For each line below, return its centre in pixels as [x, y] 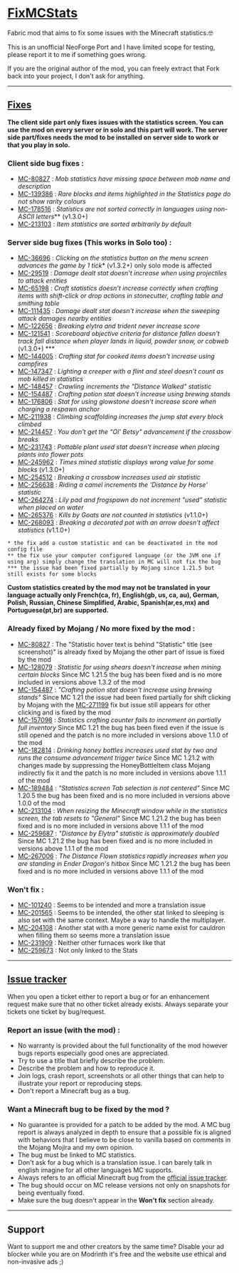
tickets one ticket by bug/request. [57, 1011]
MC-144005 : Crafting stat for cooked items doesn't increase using [116, 356]
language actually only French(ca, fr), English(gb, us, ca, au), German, [113, 595]
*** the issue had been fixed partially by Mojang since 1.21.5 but [111, 568]
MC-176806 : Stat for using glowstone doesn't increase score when [117, 402]
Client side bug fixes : [46, 163]
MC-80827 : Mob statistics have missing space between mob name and [124, 179]
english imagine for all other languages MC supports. [95, 1170]
